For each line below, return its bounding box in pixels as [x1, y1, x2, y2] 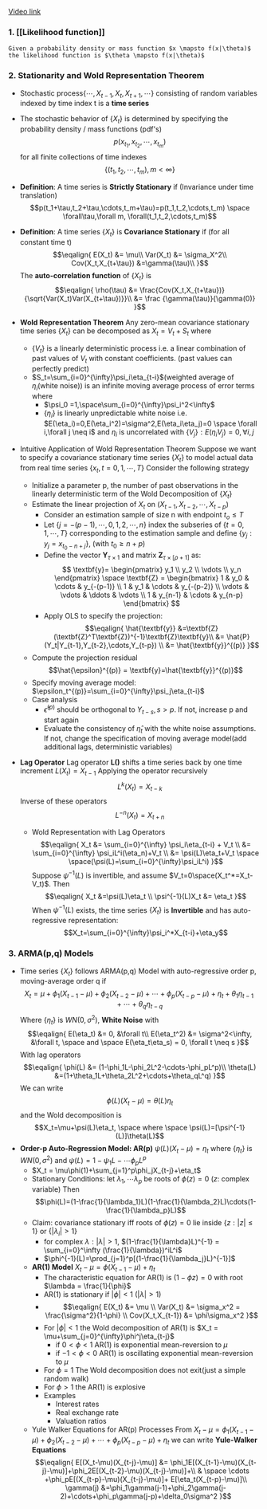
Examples [43, 1390, 77, 1400]
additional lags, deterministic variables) [43, 742, 173, 752]
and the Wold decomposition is [19, 1110, 122, 1120]
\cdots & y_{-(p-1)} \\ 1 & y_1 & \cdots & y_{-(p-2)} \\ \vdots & [54, 582, 249, 591]
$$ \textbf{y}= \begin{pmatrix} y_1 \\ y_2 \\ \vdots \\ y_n [62, 565, 241, 575]
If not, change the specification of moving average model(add [43, 733, 247, 744]
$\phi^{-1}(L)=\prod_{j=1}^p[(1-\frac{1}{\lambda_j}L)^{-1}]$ [43, 1254, 236, 1263]
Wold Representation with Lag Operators [31, 827, 166, 837]
